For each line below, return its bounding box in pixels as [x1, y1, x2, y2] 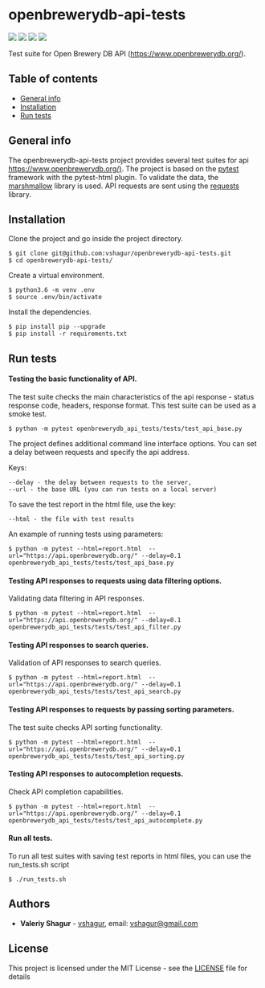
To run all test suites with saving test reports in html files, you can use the [8, 851, 251, 861]
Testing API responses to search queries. [8, 640, 149, 650]
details [8, 971, 31, 982]
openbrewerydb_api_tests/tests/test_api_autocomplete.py [8, 816, 203, 825]
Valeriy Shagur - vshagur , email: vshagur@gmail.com [19, 918, 198, 928]
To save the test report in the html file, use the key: [8, 499, 177, 509]
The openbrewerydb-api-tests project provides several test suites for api [8, 155, 249, 165]
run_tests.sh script [8, 859, 70, 869]
